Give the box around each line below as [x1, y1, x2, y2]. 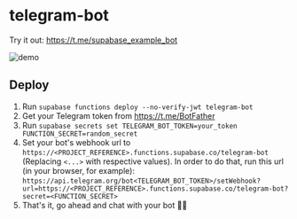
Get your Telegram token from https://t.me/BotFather [21, 110, 215, 121]
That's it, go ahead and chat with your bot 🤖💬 [21, 199, 188, 210]
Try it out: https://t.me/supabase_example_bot [9, 35, 178, 45]
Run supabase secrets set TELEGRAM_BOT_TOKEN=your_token [21, 120, 238, 130]
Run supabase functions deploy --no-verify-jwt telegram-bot [21, 101, 254, 112]
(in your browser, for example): [21, 165, 136, 176]
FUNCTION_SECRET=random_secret [21, 129, 138, 138]
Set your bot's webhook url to [21, 137, 131, 147]
